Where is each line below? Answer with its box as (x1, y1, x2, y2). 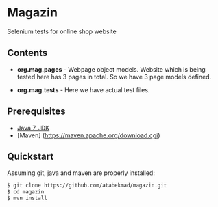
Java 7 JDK (16, 124, 50, 132)
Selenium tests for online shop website (7, 27, 117, 36)
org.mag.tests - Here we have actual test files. (16, 85, 150, 94)
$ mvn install (7, 195, 48, 202)
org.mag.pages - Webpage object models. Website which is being (16, 65, 206, 73)
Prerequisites (7, 106, 66, 118)
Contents (7, 47, 48, 59)
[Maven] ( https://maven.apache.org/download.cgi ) (16, 131, 160, 139)
